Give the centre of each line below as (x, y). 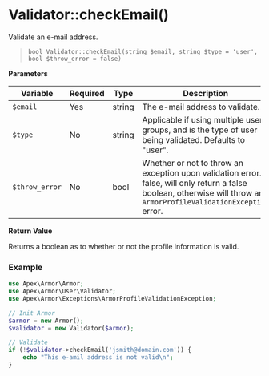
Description (206, 93)
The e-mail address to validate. (201, 107)
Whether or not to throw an (193, 163)
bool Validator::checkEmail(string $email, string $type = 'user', (143, 51)
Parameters (28, 73)
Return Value (30, 231)
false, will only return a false (195, 183)
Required (87, 93)
